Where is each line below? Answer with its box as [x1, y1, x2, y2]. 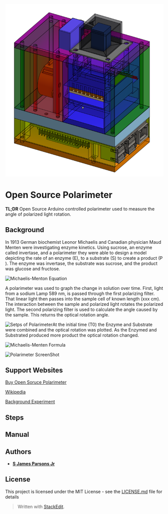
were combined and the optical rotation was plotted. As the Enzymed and [5, 326, 157, 332]
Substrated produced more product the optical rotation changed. [5, 332, 139, 338]
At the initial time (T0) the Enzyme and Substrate [52, 321, 153, 327]
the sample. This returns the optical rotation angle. [5, 311, 109, 317]
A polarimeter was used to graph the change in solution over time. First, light [5, 285, 163, 291]
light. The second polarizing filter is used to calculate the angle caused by [5, 306, 158, 312]
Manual [5, 430, 29, 439]
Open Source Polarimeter [5, 190, 113, 201]
